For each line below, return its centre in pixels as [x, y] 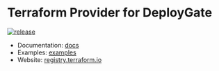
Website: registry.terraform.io [59, 59]
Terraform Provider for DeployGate [110, 13]
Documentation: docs [48, 45]
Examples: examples [47, 52]
